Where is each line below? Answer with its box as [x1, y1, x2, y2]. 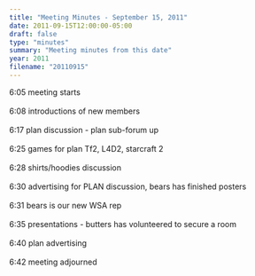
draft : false [9, 29, 58, 38]
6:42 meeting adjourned [9, 256, 97, 267]
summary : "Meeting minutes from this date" [9, 46, 173, 55]
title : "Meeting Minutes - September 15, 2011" [9, 12, 189, 22]
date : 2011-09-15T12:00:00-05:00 [9, 21, 133, 30]
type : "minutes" [9, 37, 69, 47]
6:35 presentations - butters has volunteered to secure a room [9, 218, 237, 229]
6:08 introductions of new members [9, 106, 140, 116]
